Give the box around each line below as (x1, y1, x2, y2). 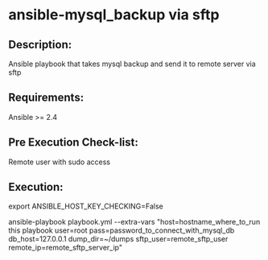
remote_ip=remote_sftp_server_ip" (8, 243, 123, 253)
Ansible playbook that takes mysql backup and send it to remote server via (8, 59, 256, 68)
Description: (8, 38, 72, 52)
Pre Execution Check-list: (8, 135, 139, 150)
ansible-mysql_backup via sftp (8, 6, 220, 24)
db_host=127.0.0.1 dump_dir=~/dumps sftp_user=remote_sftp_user (8, 234, 229, 244)
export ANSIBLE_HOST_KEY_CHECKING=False (8, 201, 163, 211)
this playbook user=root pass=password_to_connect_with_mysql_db (8, 225, 235, 235)
